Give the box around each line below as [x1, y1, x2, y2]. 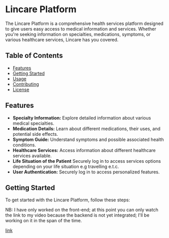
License [12, 86, 29, 93]
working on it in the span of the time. [5, 218, 82, 224]
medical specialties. [12, 120, 55, 126]
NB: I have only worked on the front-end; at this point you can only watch [5, 207, 158, 213]
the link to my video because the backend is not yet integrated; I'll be [5, 212, 150, 218]
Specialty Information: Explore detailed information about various [12, 114, 151, 121]
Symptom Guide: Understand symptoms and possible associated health [12, 136, 164, 142]
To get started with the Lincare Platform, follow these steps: [5, 197, 130, 203]
